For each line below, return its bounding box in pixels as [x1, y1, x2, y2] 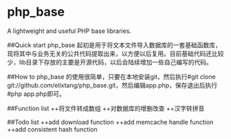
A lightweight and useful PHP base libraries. [7, 27, 132, 35]
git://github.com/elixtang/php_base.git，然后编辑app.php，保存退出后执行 [7, 81, 218, 89]
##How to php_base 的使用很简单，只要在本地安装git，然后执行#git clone [7, 73, 216, 81]
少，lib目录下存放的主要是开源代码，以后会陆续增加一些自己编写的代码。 [7, 58, 213, 66]
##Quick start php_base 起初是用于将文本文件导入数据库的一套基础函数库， [7, 40, 221, 49]
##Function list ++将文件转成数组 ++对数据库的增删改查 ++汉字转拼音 [7, 104, 205, 112]
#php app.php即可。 [7, 90, 65, 98]
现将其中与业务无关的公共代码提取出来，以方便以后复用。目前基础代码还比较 [7, 49, 224, 58]
